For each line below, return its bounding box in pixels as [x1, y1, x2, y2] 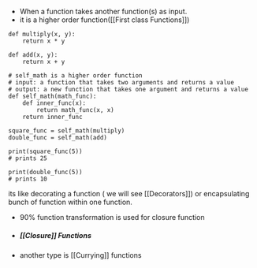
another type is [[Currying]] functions [19, 250, 142, 259]
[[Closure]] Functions [19, 230, 92, 240]
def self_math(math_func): [8, 92, 97, 100]
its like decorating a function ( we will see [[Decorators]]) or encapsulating [8, 189, 250, 198]
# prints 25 [8, 154, 47, 162]
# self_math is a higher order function [8, 72, 143, 80]
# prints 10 [8, 175, 47, 183]
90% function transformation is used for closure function [19, 213, 205, 221]
